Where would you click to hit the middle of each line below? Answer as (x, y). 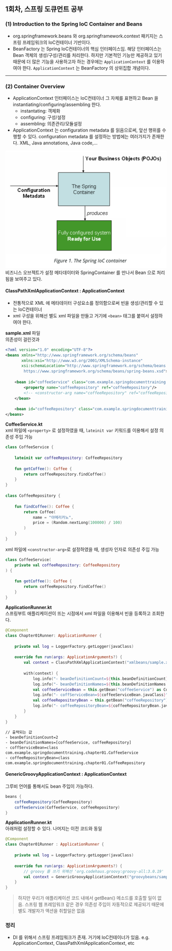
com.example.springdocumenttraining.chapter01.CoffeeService (72, 753)
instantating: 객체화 (40, 111)
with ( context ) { (41, 673)
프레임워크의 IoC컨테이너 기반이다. (57, 42)
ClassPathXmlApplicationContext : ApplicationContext (65, 291)
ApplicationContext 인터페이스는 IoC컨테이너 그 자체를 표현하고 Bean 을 (85, 98)
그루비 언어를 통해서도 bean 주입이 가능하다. (49, 786)
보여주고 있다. (28, 279)
